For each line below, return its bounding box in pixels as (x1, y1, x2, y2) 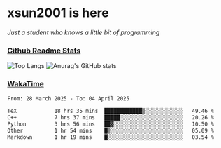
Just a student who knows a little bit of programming (7, 28, 160, 36)
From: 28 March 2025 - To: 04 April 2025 (7, 95, 130, 102)
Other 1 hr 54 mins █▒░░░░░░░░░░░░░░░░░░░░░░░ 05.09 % (7, 128, 215, 135)
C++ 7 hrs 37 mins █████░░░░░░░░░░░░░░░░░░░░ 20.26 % (7, 114, 215, 121)
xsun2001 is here (7, 5, 110, 21)
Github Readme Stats (7, 46, 81, 55)
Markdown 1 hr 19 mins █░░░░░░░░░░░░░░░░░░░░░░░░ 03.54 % (7, 133, 215, 141)
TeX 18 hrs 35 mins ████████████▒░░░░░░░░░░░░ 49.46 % (7, 107, 215, 115)
